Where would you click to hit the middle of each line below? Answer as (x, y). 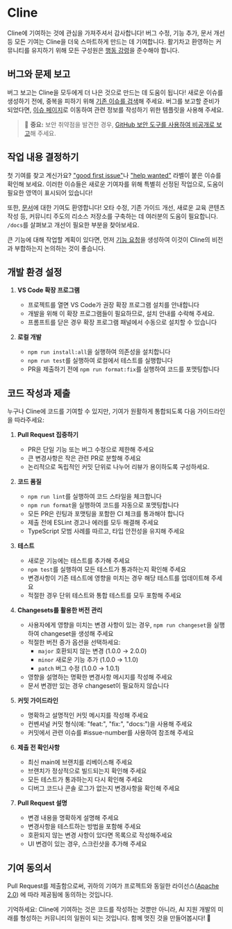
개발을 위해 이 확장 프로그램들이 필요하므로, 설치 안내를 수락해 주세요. (121, 313)
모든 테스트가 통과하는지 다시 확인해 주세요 (85, 780)
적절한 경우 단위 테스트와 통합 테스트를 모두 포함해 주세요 (105, 595)
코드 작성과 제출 (39, 393)
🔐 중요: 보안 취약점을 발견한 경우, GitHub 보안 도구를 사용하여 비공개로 (119, 124)
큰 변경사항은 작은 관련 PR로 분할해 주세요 (84, 458)
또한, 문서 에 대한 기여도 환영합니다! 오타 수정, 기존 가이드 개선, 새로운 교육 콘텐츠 (116, 207)
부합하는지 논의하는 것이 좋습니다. (60, 248)
